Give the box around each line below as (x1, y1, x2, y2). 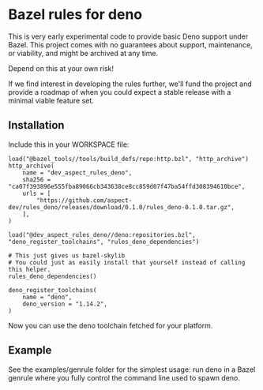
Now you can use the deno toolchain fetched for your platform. (8, 321, 213, 330)
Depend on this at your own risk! (8, 63, 115, 73)
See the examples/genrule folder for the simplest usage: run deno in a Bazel (8, 365, 256, 374)
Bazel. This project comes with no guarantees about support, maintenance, (8, 39, 253, 49)
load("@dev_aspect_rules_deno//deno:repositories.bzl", (8, 231, 196, 238)
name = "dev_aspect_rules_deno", (22, 168, 133, 177)
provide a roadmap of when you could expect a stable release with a (8, 87, 231, 96)
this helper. (8, 265, 51, 273)
